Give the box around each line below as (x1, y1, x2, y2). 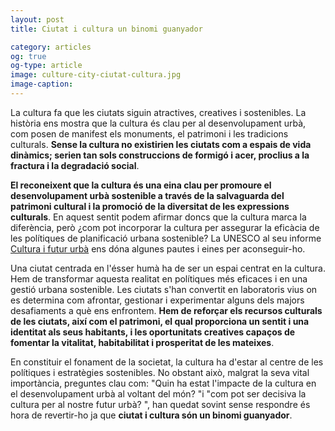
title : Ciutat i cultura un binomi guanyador (10, 24, 203, 34)
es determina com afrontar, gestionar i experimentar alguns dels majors (10, 294, 305, 306)
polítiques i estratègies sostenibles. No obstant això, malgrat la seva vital (10, 366, 310, 378)
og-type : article (10, 61, 83, 71)
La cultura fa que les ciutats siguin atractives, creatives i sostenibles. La (10, 106, 307, 118)
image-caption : (10, 79, 74, 90)
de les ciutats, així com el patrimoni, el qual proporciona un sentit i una (10, 315, 310, 327)
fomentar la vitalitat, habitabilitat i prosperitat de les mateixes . (10, 336, 275, 348)
